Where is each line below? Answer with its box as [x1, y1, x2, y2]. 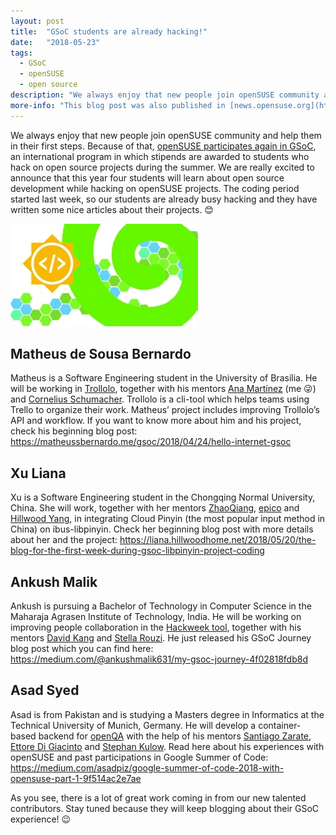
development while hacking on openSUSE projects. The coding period [10, 182, 300, 194]
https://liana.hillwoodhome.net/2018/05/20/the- [119, 534, 317, 546]
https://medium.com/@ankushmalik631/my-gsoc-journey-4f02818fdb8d [10, 653, 308, 665]
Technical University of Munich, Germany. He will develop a [10, 719, 257, 731]
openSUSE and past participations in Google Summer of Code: [10, 751, 269, 763]
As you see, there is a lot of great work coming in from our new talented [10, 791, 307, 804]
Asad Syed [10, 682, 80, 699]
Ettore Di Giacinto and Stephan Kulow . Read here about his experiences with [10, 740, 325, 752]
